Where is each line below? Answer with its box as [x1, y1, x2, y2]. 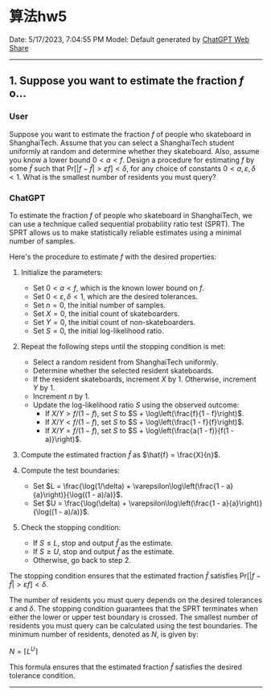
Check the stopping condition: [20, 522, 121, 532]
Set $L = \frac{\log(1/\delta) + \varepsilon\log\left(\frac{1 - [32, 481, 224, 490]
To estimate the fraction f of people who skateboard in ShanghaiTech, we [9, 210, 253, 220]
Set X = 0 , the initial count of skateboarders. [32, 308, 180, 319]
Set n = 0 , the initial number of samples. [32, 300, 166, 310]
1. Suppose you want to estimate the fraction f [9, 74, 244, 88]
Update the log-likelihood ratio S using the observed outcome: [32, 400, 240, 410]
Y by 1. [32, 382, 55, 392]
